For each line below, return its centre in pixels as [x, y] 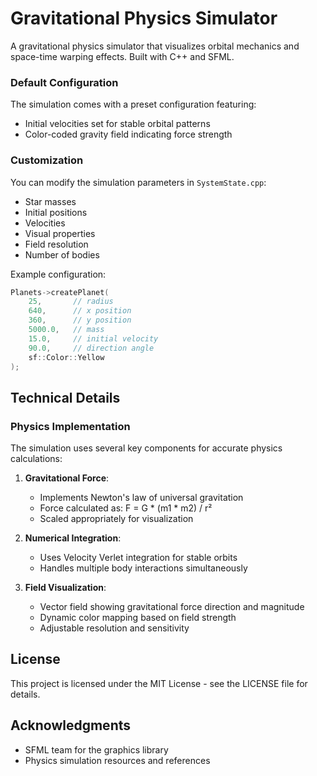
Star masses [50, 201]
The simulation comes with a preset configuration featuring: [133, 104]
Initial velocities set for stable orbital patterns [117, 124]
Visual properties [60, 233]
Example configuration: [58, 274]
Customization [47, 160]
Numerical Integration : [73, 538]
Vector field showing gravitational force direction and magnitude [172, 607]
